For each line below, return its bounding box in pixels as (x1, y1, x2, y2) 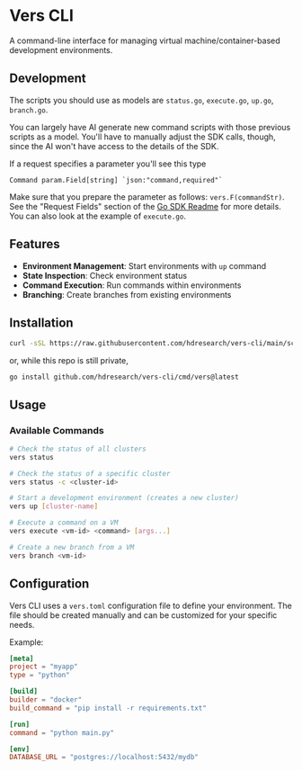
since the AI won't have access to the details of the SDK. (9, 140, 219, 151)
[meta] (9, 654, 34, 663)
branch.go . (9, 104, 49, 115)
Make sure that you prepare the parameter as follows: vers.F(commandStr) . (9, 191, 285, 202)
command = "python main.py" (9, 728, 115, 738)
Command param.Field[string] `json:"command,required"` (9, 175, 223, 184)
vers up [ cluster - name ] (9, 502, 99, 511)
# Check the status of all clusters (9, 444, 147, 453)
